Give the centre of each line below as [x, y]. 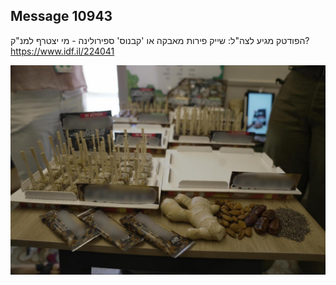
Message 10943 [61, 16]
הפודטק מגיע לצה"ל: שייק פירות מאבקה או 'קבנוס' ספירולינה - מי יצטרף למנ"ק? [160, 40]
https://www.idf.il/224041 [62, 51]
